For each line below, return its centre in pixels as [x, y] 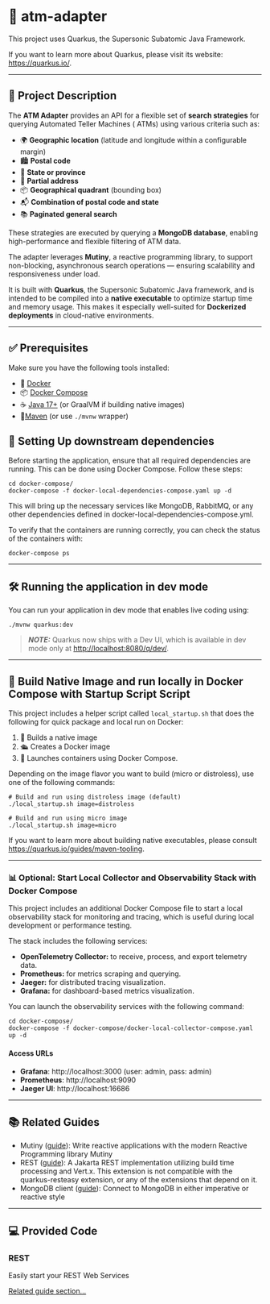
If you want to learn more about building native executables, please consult [133, 840]
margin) [33, 152]
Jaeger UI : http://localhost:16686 [75, 1088]
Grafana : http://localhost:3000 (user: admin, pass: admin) [116, 1071]
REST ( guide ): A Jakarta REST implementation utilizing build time [127, 1163]
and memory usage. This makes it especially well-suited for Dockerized [127, 306]
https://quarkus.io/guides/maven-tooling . [76, 849]
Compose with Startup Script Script [99, 694]
